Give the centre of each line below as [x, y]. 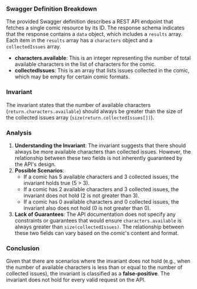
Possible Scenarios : [39, 170]
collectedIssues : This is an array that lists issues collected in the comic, [102, 71]
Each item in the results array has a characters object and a [79, 41]
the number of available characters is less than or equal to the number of [94, 267]
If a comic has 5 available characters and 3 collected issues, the [101, 177]
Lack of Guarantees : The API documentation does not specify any [95, 214]
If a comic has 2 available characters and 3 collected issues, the [101, 189]
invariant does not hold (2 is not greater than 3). [81, 195]
